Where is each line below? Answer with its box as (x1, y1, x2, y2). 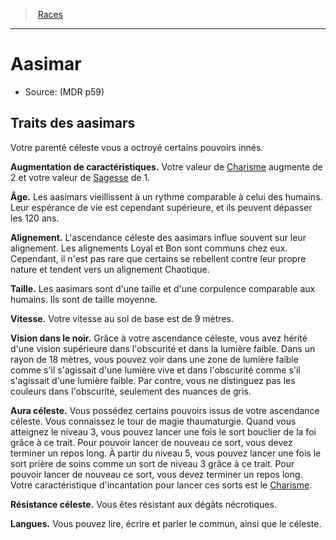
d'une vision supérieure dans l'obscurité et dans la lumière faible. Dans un (10, 342, 316, 354)
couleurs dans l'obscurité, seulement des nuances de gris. (10, 385, 252, 397)
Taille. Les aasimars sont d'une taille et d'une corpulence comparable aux (10, 282, 316, 294)
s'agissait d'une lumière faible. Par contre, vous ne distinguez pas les (10, 374, 296, 386)
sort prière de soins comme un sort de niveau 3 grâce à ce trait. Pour (10, 457, 295, 469)
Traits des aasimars (10, 115, 136, 132)
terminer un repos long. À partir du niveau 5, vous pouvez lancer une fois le (10, 447, 322, 459)
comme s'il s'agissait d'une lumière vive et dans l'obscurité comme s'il (10, 364, 301, 376)
